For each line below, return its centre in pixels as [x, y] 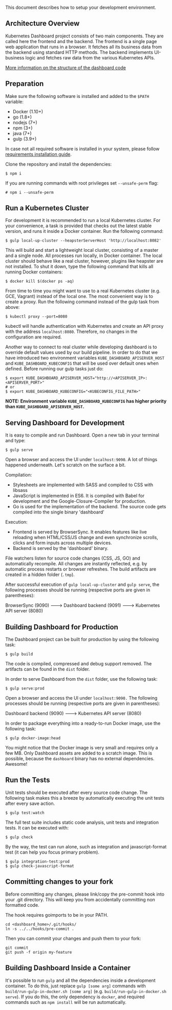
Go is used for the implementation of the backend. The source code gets [89, 507]
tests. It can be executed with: [37, 827]
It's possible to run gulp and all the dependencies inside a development [80, 980]
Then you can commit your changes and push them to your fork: [73, 938]
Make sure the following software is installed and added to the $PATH [77, 96]
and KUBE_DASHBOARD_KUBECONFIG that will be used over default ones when [82, 363]
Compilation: [19, 475]
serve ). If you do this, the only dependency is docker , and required [75, 997]
